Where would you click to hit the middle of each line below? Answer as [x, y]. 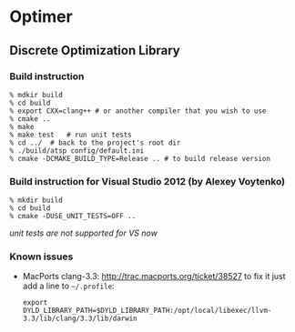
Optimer [41, 17]
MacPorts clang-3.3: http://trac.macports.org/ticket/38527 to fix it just [154, 277]
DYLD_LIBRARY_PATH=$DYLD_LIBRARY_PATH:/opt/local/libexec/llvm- [147, 311]
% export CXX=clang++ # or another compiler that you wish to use [138, 111]
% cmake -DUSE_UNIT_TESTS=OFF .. [73, 216]
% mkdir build [36, 201]
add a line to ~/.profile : [69, 286]
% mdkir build [36, 95]
